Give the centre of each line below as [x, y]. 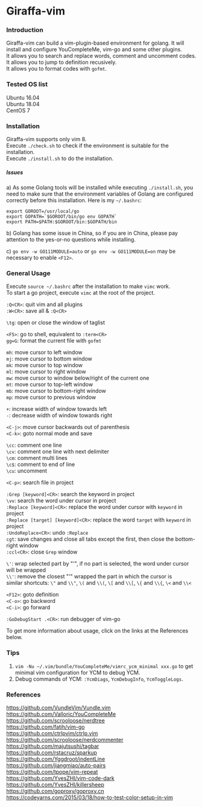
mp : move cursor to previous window [51, 397]
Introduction [25, 30]
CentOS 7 [18, 110]
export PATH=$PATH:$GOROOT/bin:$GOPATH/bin [62, 222]
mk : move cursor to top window [45, 365]
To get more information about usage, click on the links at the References [97, 631]
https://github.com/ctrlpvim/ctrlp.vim [52, 733]
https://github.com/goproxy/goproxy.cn [55, 791]
